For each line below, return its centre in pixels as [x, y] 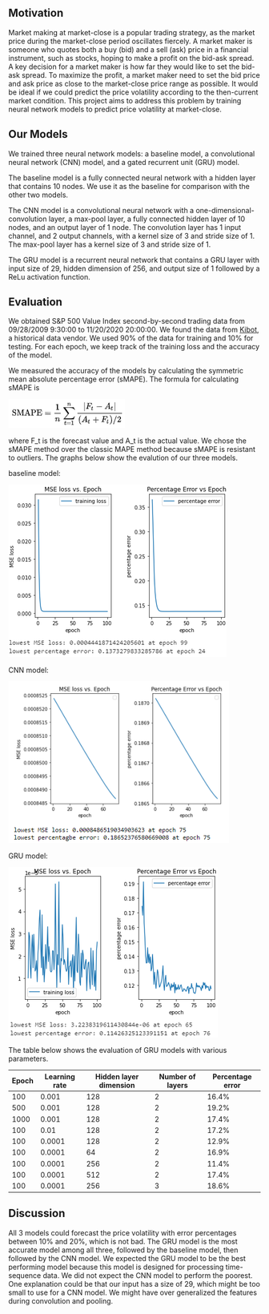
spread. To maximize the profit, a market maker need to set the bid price [141, 75]
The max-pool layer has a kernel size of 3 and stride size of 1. [110, 244]
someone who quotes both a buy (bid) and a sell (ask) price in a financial [128, 49]
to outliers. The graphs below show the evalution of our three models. [123, 458]
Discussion [37, 1213]
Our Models [38, 134]
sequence [25, 1275]
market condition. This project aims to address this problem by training [125, 100]
